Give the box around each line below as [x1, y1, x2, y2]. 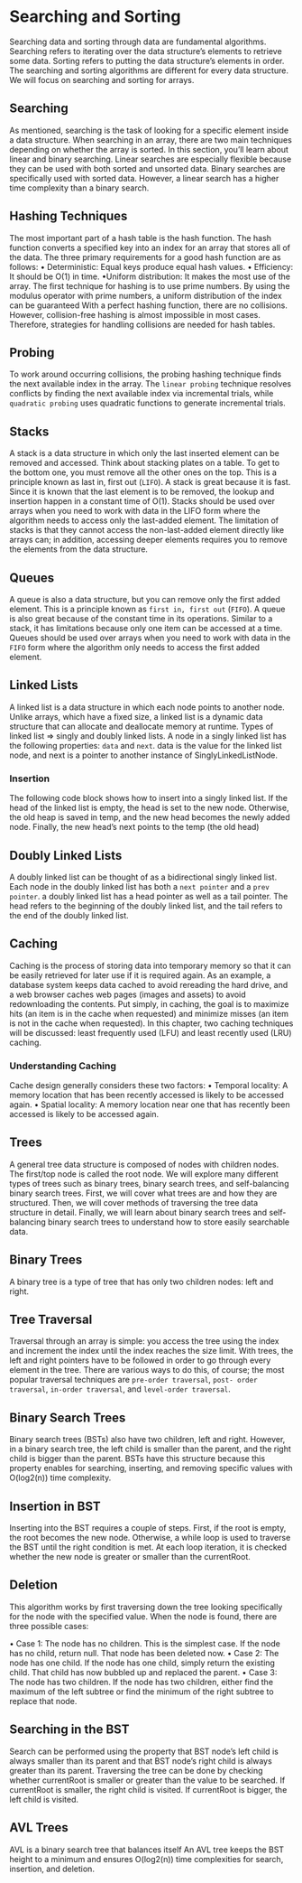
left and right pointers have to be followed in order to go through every [9, 1355, 271, 1366]
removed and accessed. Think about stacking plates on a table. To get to [9, 458, 280, 469]
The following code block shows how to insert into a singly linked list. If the [9, 793, 288, 804]
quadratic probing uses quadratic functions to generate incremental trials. [9, 397, 286, 408]
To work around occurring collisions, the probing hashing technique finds [9, 368, 282, 380]
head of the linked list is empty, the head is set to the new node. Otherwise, [9, 802, 289, 814]
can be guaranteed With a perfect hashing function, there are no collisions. [9, 300, 288, 311]
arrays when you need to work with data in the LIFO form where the [9, 506, 261, 517]
